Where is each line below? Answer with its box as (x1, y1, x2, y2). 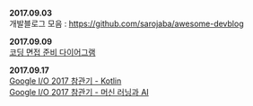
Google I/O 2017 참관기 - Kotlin (9, 75, 122, 86)
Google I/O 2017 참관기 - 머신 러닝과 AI (9, 87, 150, 97)
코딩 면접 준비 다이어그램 (9, 47, 96, 57)
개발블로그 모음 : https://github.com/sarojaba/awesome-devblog (9, 18, 244, 29)
